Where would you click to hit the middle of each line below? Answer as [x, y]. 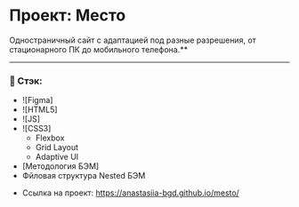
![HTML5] [40, 110]
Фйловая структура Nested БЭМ [84, 176]
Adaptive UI [57, 157]
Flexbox [50, 138]
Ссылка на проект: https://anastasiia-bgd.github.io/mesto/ [131, 193]
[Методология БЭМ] [61, 166]
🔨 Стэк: [26, 81]
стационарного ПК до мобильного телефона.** [99, 49]
